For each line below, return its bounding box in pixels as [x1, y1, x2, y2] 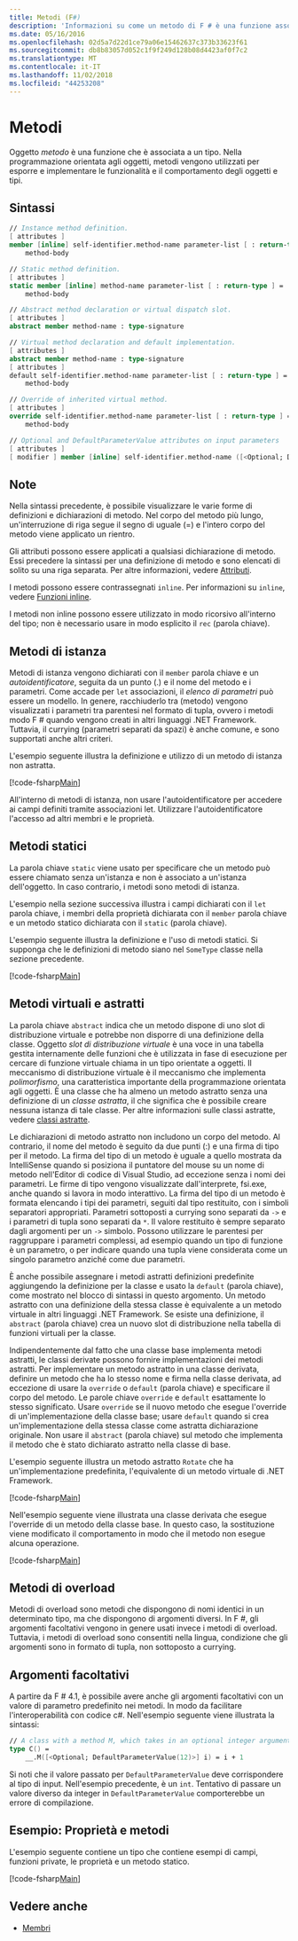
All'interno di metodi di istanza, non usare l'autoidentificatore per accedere [9, 795, 283, 805]
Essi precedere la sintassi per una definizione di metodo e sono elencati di [9, 555, 281, 566]
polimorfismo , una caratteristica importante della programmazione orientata [9, 1076, 286, 1087]
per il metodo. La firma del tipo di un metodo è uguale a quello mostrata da [9, 1150, 282, 1160]
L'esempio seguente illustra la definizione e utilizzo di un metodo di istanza [9, 750, 283, 761]
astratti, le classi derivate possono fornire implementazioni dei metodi [9, 1354, 263, 1364]
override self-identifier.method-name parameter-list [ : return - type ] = [9, 412, 292, 420]
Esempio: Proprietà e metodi [9, 1823, 170, 1838]
